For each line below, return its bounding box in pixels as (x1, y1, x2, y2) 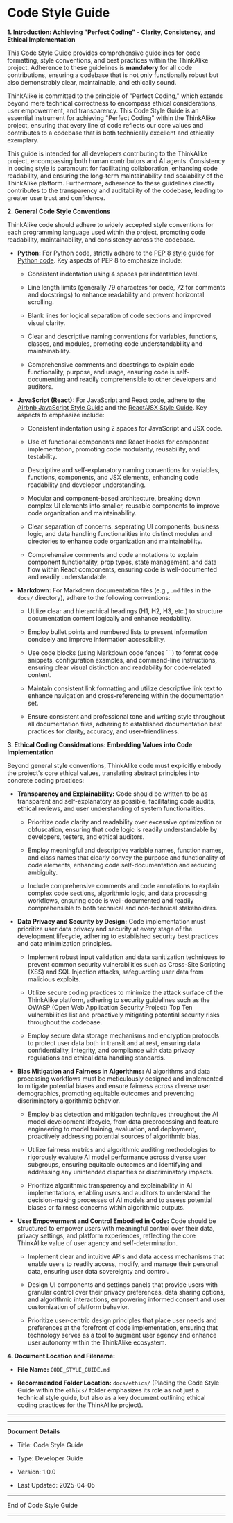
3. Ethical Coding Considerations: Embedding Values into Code (7, 740, 193, 749)
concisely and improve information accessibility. (27, 635, 166, 643)
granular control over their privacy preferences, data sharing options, (27, 1288, 225, 1296)
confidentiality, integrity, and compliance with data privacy (27, 1046, 196, 1054)
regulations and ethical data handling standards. (27, 1054, 166, 1062)
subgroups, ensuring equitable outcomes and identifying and (27, 1160, 202, 1168)
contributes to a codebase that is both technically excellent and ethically (7, 128, 214, 137)
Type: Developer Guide (17, 1454, 83, 1463)
